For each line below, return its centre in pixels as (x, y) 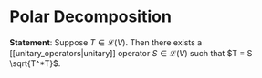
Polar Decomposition (90, 17)
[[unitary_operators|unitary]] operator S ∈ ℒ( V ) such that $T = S (131, 53)
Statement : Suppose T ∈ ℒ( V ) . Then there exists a (106, 42)
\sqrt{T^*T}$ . (35, 63)
